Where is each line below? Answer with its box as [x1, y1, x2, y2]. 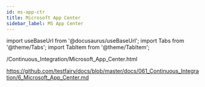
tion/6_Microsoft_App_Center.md [6, 74, 89, 81]
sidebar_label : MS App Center [6, 20, 84, 26]
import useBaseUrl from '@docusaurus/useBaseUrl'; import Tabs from [6, 37, 184, 45]
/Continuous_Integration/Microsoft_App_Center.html [6, 56, 138, 63]
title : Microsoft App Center [6, 15, 81, 21]
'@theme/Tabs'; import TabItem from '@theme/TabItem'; [6, 43, 150, 51]
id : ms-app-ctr [6, 9, 45, 15]
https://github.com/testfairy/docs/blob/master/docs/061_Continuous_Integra [6, 67, 199, 75]
